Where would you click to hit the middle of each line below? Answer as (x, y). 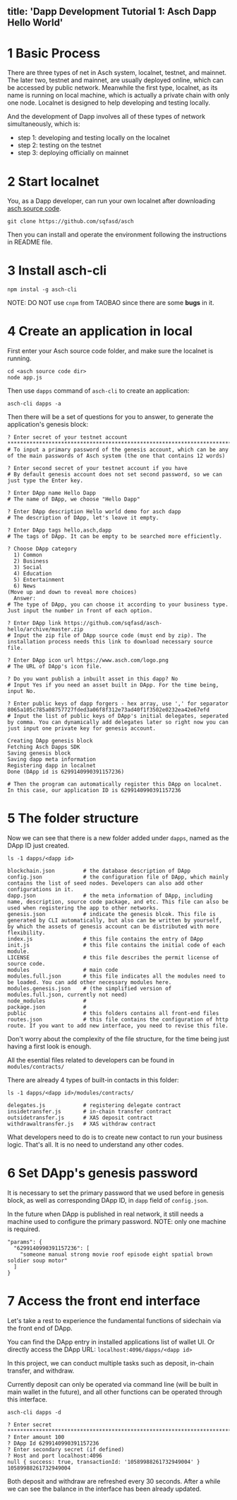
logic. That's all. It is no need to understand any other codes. (96, 1145)
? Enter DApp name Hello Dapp (52, 493)
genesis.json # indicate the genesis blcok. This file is (112, 915)
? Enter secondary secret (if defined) (66, 1449)
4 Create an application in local (100, 331)
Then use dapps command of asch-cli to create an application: (98, 391)
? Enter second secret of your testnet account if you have (98, 469)
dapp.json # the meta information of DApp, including (110, 896)
